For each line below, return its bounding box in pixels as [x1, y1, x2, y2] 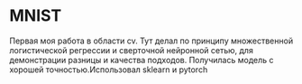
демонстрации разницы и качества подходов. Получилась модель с [9, 54, 274, 65]
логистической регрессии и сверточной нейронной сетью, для [9, 44, 254, 55]
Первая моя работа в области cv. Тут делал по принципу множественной [9, 35, 294, 46]
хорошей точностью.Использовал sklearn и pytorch [9, 64, 208, 75]
